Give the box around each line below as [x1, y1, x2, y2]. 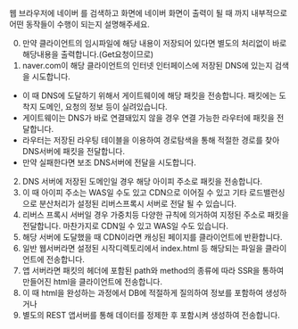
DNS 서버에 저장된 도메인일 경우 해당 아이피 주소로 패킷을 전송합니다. [21, 177, 263, 186]
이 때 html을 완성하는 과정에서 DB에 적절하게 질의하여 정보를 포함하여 [21, 288, 263, 298]
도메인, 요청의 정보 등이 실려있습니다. [38, 102, 168, 111]
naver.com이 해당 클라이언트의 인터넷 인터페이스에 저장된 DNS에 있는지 [21, 61, 273, 70]
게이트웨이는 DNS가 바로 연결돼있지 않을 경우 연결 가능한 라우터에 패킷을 [21, 112, 275, 123]
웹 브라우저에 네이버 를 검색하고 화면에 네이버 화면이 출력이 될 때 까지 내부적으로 [9, 8, 288, 18]
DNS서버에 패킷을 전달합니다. [21, 146, 126, 156]
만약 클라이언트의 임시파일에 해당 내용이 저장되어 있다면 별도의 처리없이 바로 [21, 38, 287, 48]
